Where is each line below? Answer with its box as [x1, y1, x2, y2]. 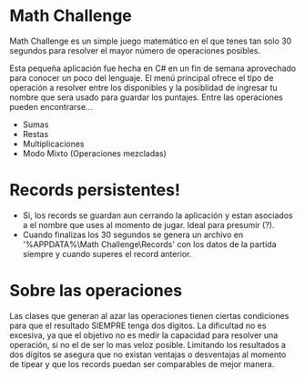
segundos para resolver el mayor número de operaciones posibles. [9, 45, 261, 55]
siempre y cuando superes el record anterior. [22, 248, 192, 259]
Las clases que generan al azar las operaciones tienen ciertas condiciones [9, 310, 290, 321]
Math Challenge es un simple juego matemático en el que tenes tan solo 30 [9, 35, 292, 46]
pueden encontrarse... [9, 101, 93, 112]
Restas [22, 128, 49, 139]
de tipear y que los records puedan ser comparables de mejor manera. [9, 358, 275, 369]
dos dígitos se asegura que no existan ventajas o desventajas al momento [9, 349, 287, 360]
